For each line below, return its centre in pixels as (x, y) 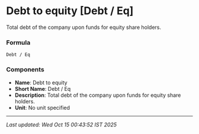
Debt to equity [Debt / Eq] (70, 11)
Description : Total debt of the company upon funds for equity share (98, 95)
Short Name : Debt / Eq (43, 89)
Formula (18, 43)
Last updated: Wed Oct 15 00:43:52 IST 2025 (62, 125)
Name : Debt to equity (41, 82)
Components (25, 70)
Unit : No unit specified (42, 107)
